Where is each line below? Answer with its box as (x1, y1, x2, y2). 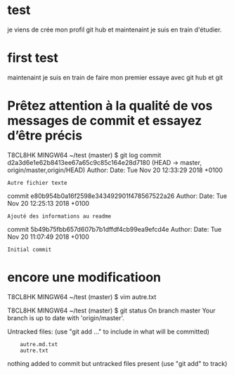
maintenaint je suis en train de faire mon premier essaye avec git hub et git (7, 73, 223, 81)
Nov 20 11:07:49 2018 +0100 (7, 232, 90, 241)
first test (7, 50, 58, 66)
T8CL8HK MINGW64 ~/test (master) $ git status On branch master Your (7, 306, 216, 315)
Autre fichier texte (7, 179, 68, 186)
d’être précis (7, 128, 83, 144)
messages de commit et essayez (7, 113, 202, 129)
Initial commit (7, 246, 52, 253)
